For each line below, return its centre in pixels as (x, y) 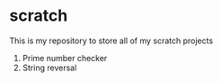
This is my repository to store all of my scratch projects (111, 41)
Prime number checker (65, 58)
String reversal (49, 68)
